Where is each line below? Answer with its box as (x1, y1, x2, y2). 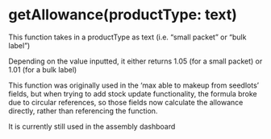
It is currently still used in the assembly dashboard (8, 121, 176, 131)
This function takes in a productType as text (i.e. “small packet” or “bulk (8, 32, 247, 42)
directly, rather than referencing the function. (8, 106, 158, 116)
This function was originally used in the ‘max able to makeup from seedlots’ (8, 80, 260, 90)
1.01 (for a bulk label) (8, 64, 77, 74)
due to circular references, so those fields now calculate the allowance (8, 97, 244, 107)
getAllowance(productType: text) (8, 6, 238, 24)
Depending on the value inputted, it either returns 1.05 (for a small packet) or (8, 56, 263, 66)
